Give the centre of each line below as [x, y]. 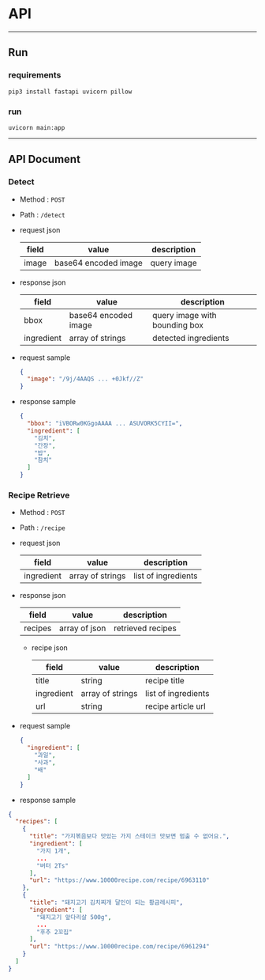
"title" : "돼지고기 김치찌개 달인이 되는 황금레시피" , [106, 902]
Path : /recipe [42, 528]
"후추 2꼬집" [54, 932]
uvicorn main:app [37, 127]
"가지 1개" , [54, 851]
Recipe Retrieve [39, 495]
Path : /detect [42, 214]
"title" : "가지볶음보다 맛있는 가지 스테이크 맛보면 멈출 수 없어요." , [129, 836]
